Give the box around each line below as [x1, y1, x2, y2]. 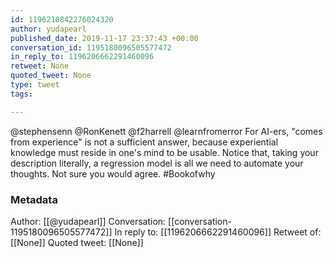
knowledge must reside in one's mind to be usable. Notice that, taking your [10, 146, 319, 158]
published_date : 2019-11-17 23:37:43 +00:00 [10, 33, 199, 43]
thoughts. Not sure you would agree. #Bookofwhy [10, 167, 216, 180]
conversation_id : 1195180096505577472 [10, 42, 172, 53]
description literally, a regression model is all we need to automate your [10, 157, 304, 169]
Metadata [10, 192, 58, 206]
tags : [10, 89, 33, 99]
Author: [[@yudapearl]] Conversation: [10, 215, 167, 227]
